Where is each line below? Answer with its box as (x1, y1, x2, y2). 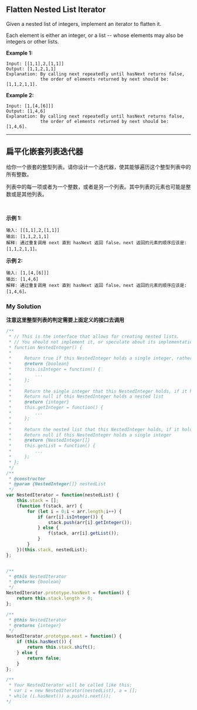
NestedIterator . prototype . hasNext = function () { (6, 590, 130, 596)
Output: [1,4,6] (6, 108, 46, 114)
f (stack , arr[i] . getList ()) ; (47, 531, 119, 536)
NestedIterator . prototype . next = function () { (6, 634, 122, 639)
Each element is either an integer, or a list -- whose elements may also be (6, 32, 184, 39)
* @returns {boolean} (8, 579, 62, 585)
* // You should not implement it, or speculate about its (8, 339, 157, 345)
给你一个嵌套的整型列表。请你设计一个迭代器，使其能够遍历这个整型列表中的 (6, 163, 191, 170)
